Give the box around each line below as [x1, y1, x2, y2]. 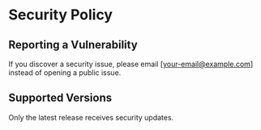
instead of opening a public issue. [8, 68, 122, 78]
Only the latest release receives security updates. [8, 112, 174, 122]
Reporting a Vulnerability [8, 38, 138, 52]
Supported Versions [8, 91, 112, 105]
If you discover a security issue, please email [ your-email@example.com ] [8, 59, 254, 69]
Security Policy [8, 6, 113, 24]
